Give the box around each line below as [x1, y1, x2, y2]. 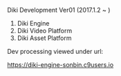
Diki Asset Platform [17, 34, 72, 42]
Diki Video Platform [17, 27, 73, 35]
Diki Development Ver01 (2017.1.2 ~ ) [7, 6, 111, 14]
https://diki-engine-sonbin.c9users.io [7, 61, 114, 68]
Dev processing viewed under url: [7, 48, 104, 55]
